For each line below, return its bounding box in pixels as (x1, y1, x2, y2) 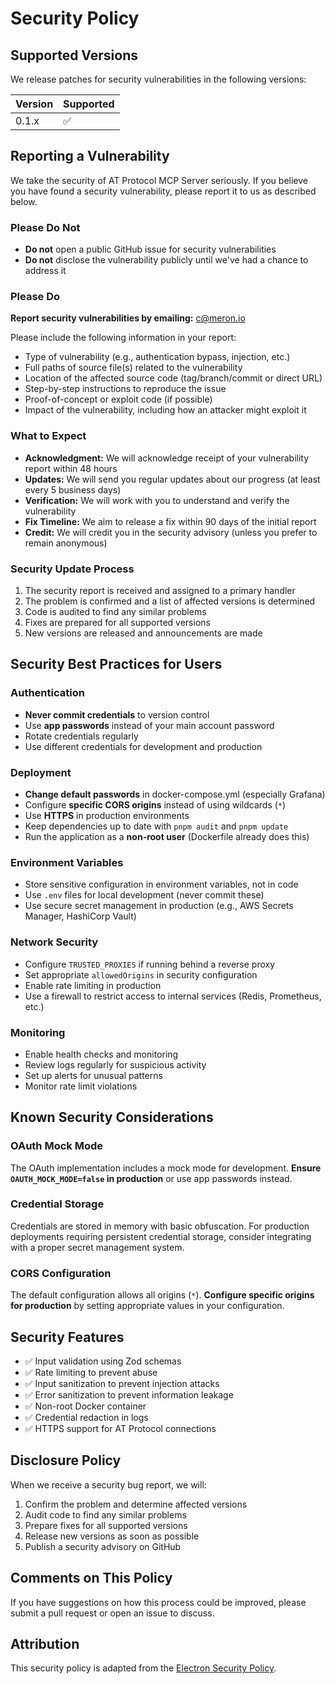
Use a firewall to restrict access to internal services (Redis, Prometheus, (24, 990, 322, 1002)
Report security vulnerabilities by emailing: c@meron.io (10, 312, 246, 324)
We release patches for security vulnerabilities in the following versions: (10, 73, 307, 85)
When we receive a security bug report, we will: (10, 1478, 207, 1491)
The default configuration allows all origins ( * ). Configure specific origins (10, 1289, 315, 1301)
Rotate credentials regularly (24, 730, 139, 742)
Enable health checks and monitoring (24, 1048, 179, 1060)
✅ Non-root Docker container (24, 1400, 147, 1412)
